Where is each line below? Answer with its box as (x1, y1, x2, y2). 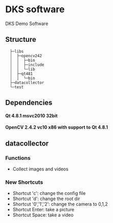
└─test (10, 84, 24, 90)
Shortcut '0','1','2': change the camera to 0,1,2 (12, 201, 108, 207)
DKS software (5, 4, 65, 15)
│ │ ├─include (10, 62, 44, 67)
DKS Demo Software (5, 20, 48, 27)
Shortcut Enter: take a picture (12, 207, 75, 213)
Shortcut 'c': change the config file (12, 190, 86, 196)
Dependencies (5, 98, 52, 107)
